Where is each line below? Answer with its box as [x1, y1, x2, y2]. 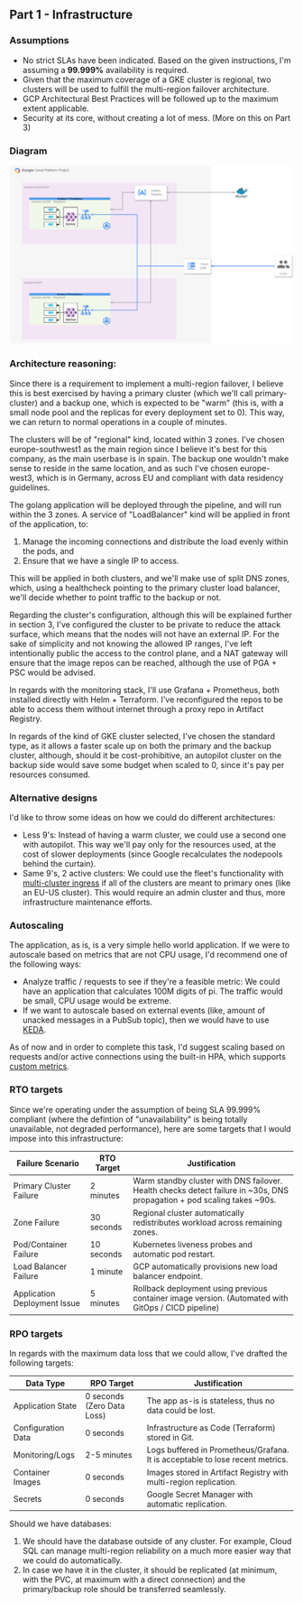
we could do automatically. [22, 1555, 123, 1566]
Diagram [9, 144, 48, 157]
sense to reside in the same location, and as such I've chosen [9, 462, 239, 473]
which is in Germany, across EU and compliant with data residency [35, 472, 284, 483]
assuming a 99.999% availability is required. [22, 64, 189, 75]
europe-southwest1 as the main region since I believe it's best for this [9, 443, 268, 454]
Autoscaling [9, 919, 65, 931]
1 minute [89, 1265, 124, 1276]
